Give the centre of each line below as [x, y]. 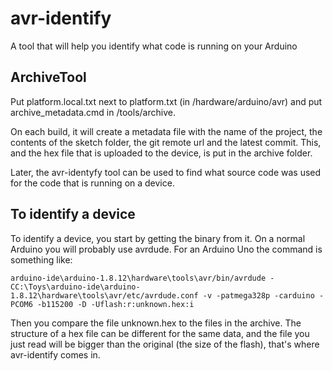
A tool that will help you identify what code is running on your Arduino [154, 46]
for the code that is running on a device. [92, 183]
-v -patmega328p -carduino [258, 295]
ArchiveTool [48, 77]
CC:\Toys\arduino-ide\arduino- [75, 287]
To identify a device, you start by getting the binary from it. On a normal [158, 238]
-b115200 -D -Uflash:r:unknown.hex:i [115, 304]
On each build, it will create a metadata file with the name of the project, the [166, 131]
